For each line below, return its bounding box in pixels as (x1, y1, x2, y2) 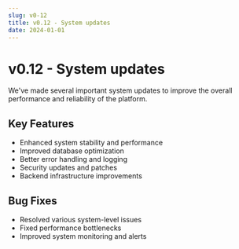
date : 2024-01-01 (8, 26, 65, 34)
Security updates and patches (19, 163, 118, 173)
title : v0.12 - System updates (8, 19, 111, 27)
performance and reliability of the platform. (8, 94, 148, 104)
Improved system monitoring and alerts (19, 231, 147, 240)
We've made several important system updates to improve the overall (8, 86, 233, 95)
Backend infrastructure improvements (19, 171, 143, 181)
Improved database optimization (19, 146, 124, 156)
